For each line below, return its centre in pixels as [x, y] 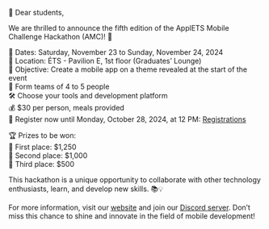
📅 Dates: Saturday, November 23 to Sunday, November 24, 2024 [116, 52]
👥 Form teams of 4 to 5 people [59, 86]
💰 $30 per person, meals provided [67, 108]
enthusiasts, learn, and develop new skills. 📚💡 [86, 189]
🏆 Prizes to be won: [42, 135]
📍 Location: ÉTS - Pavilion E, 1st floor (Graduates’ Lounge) [105, 61]
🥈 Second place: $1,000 [48, 156]
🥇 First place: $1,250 [42, 147]
